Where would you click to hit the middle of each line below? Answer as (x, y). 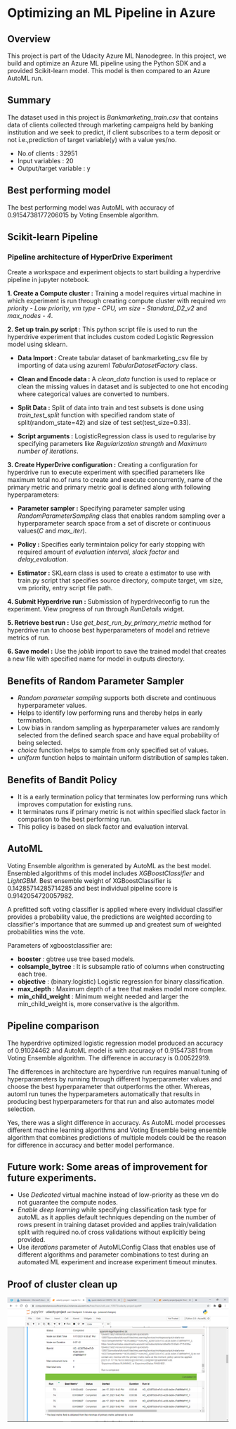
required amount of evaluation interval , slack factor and (98, 552)
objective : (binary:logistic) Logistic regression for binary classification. (121, 981)
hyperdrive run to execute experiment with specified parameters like (106, 472)
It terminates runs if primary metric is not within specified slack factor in (122, 811)
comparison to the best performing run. (74, 819)
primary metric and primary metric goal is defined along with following (109, 488)
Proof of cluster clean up (63, 1284)
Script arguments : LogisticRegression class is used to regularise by (117, 436)
